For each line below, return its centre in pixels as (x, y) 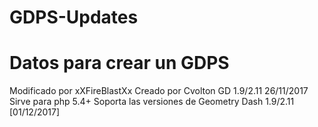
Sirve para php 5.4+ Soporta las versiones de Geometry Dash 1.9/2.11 (152, 102)
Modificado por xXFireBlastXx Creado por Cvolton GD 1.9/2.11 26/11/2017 (159, 91)
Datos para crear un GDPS (119, 63)
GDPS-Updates (74, 17)
